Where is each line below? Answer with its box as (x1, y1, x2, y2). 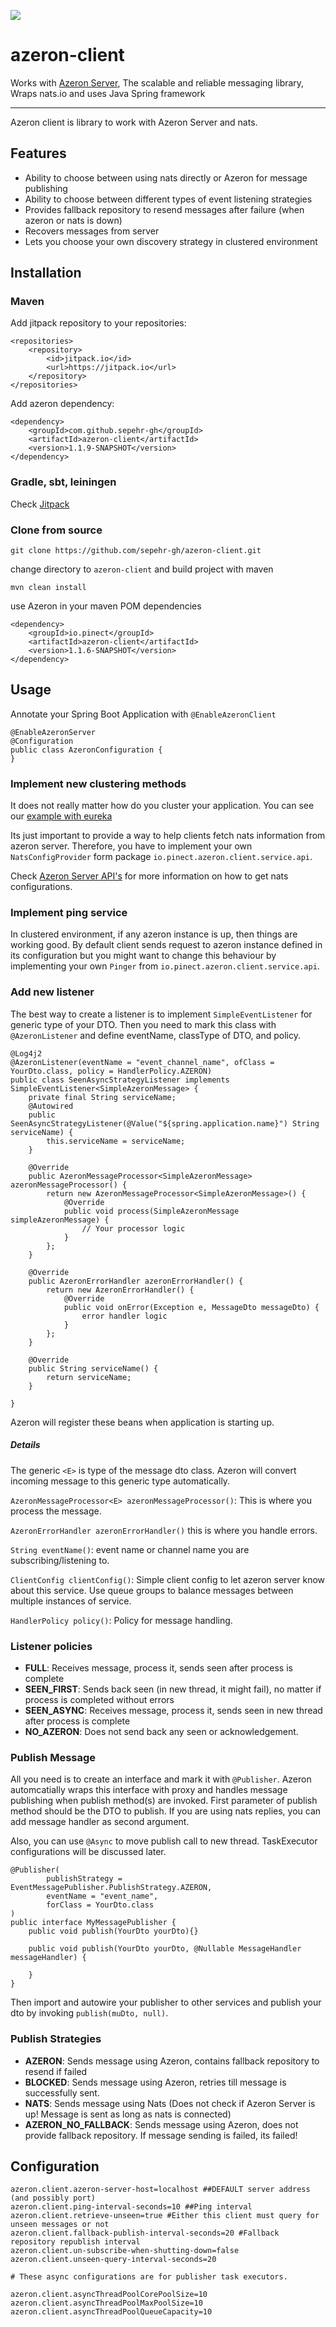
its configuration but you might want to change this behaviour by (10, 950, 277, 962)
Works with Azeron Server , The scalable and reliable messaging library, (10, 76, 305, 89)
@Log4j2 (10, 1048, 43, 1059)
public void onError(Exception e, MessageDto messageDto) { (63, 1302, 320, 1312)
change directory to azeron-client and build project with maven (10, 563, 274, 575)
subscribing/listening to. (10, 1554, 110, 1566)
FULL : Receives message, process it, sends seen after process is (24, 1662, 293, 1674)
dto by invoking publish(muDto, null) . (10, 2007, 169, 2019)
